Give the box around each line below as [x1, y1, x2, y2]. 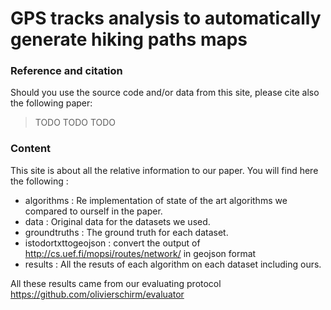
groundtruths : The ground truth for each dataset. [24, 226, 229, 238]
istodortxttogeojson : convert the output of [24, 237, 201, 249]
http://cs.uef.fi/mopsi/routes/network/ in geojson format [24, 247, 257, 259]
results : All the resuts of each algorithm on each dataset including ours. [24, 258, 322, 270]
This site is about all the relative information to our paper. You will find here [10, 164, 319, 176]
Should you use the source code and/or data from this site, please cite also [10, 87, 320, 99]
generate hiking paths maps [10, 28, 248, 51]
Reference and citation [10, 64, 123, 78]
